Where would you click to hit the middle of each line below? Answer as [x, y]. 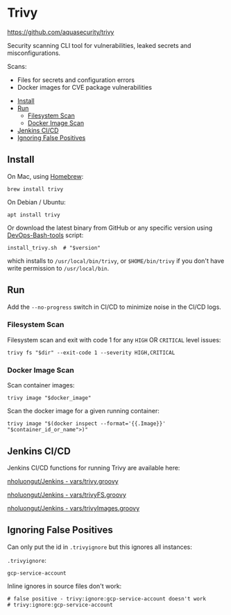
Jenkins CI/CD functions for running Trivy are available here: [94, 468]
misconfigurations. [34, 53]
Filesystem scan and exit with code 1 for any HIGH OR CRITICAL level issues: [114, 340]
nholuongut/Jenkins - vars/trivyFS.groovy [67, 495]
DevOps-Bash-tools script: [45, 235]
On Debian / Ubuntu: [36, 202]
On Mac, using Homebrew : [45, 176]
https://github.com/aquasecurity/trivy [61, 32]
